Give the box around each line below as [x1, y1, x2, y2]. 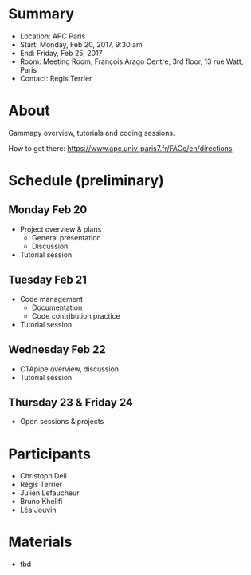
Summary [8, 5, 74, 23]
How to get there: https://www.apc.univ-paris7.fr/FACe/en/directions [8, 143, 233, 153]
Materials [8, 533, 73, 551]
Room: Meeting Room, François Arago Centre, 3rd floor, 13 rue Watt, [19, 57, 244, 66]
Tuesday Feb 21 [8, 273, 88, 287]
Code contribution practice [31, 311, 121, 320]
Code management [19, 294, 84, 303]
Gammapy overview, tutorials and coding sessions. [8, 128, 175, 137]
